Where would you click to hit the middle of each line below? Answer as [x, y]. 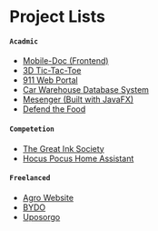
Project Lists [58, 17]
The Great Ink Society [63, 148]
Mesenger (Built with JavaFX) [78, 100]
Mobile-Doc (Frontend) [65, 61]
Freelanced [30, 178]
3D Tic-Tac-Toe [52, 71]
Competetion [32, 129]
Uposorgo [41, 216]
